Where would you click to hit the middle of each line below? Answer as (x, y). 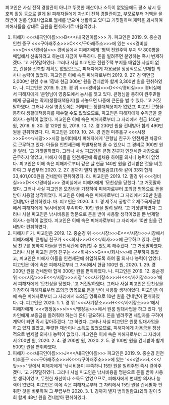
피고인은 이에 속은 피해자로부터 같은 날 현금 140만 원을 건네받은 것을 (86, 164)
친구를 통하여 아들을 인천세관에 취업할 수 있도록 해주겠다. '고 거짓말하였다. (91, 246)
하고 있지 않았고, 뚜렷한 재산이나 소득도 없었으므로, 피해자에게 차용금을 (82, 328)
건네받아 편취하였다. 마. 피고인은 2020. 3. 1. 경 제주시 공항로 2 (74, 201)
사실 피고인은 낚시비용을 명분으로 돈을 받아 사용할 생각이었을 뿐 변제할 (91, 214)
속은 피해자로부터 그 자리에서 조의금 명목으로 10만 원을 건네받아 (80, 296)
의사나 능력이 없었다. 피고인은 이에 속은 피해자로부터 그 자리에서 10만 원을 (85, 220)
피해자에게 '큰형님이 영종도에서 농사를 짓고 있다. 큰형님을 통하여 (81, 94)
